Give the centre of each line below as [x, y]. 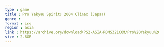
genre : [13, 19]
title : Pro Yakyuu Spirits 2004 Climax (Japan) [55, 14]
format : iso [18, 23]
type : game [17, 10]
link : [12, 32]
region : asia [20, 28]
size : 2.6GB [18, 37]
